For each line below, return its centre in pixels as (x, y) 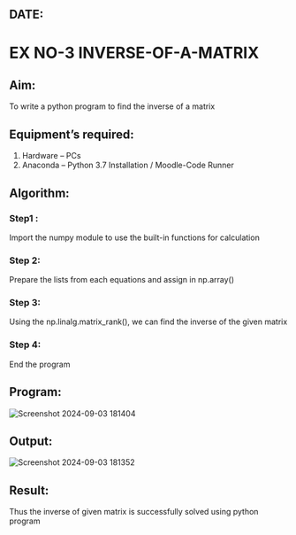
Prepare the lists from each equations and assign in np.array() (122, 280)
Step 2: (25, 260)
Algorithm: (39, 193)
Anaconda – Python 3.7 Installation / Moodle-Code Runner (128, 165)
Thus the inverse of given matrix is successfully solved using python (134, 512)
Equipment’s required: (72, 134)
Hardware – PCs (51, 156)
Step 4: (25, 345)
